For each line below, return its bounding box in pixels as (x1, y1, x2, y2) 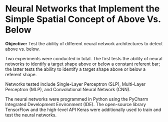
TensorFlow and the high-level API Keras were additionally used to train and (5, 107, 161, 113)
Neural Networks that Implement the (5, 3, 160, 14)
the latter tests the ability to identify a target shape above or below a (5, 66, 146, 72)
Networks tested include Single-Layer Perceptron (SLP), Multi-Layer (5, 81, 146, 87)
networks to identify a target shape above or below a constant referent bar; (5, 61, 160, 67)
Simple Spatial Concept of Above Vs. (5, 13, 161, 25)
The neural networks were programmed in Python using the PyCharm (5, 96, 148, 102)
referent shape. (5, 71, 37, 77)
